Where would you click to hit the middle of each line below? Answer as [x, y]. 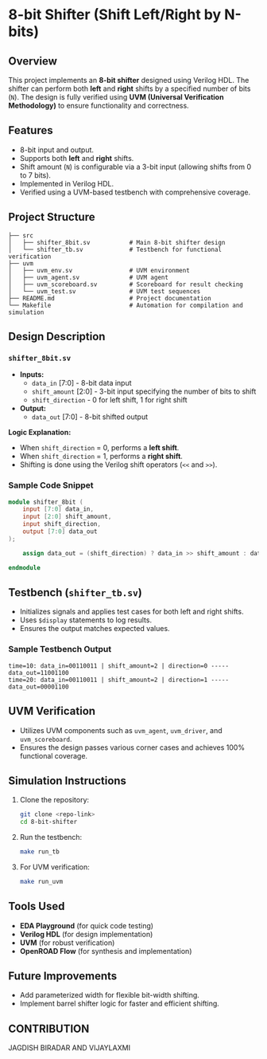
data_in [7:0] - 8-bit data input [82, 383]
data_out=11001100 [39, 673]
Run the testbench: [51, 837]
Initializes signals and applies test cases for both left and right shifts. [132, 612]
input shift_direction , [62, 524]
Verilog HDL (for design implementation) [86, 934]
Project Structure [52, 217]
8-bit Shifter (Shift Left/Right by [115, 15]
